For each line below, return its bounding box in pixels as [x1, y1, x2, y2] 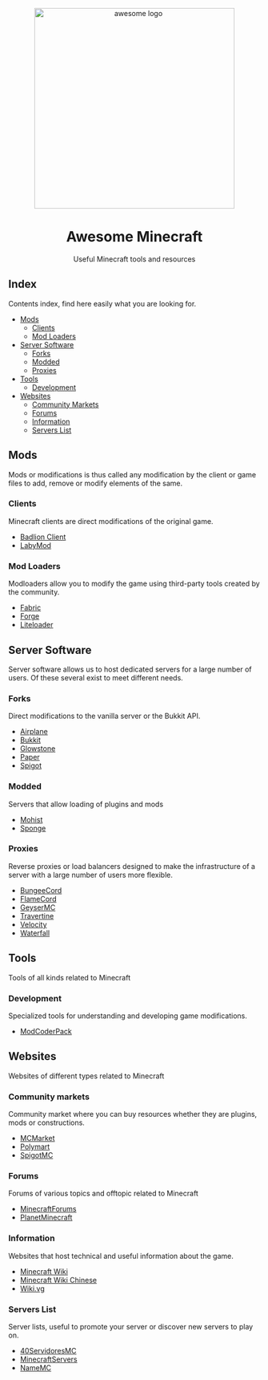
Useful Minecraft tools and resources [73, 254, 196, 264]
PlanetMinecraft [19, 1212, 73, 1223]
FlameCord [19, 894, 57, 903]
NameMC [19, 1362, 52, 1372]
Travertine [19, 911, 54, 920]
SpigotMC [19, 1151, 54, 1160]
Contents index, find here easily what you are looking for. [8, 298, 197, 308]
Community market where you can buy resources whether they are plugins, [8, 1110, 258, 1119]
